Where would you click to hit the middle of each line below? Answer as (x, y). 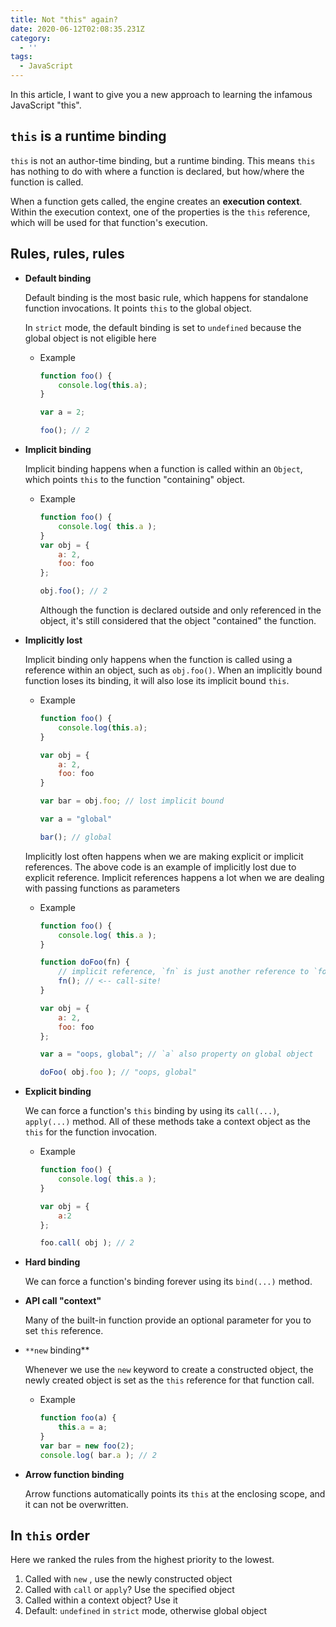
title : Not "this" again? (64, 19)
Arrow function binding (74, 1474)
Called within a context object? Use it (101, 1600)
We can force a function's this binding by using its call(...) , (152, 1111)
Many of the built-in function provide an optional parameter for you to (168, 1320)
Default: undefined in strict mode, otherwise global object (146, 1611)
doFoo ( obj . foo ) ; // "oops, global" (118, 1072)
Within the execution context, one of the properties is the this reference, (160, 212)
